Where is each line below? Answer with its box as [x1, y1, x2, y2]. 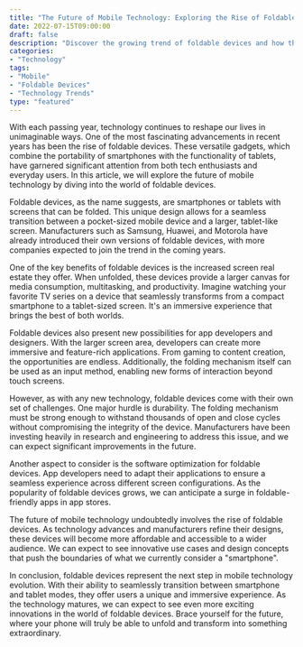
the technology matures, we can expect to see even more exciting [9, 599, 254, 610]
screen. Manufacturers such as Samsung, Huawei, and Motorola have [9, 226, 269, 236]
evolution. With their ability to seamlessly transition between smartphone [9, 579, 280, 591]
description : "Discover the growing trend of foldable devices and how [9, 38, 284, 48]
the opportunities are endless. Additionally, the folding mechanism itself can [9, 356, 291, 367]
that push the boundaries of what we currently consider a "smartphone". [9, 552, 280, 564]
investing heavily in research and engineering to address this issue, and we [9, 431, 289, 442]
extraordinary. [9, 628, 61, 639]
